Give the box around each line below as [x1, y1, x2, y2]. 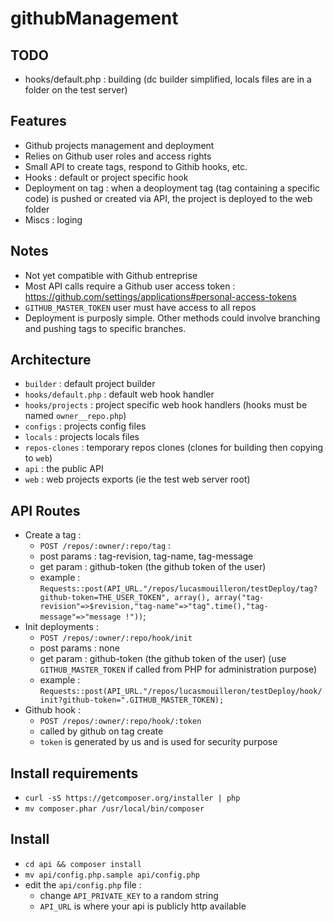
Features [10, 113, 67, 130]
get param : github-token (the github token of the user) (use [39, 653, 287, 665]
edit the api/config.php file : [24, 878, 142, 891]
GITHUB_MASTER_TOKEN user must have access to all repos [24, 301, 257, 313]
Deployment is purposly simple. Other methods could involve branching [24, 312, 321, 324]
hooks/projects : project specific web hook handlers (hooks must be [24, 399, 308, 411]
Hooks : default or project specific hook [24, 171, 189, 183]
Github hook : [24, 704, 82, 716]
